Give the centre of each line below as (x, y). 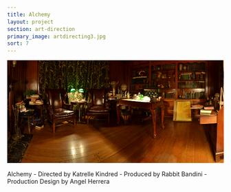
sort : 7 (18, 44)
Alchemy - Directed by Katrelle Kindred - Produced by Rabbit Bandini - (107, 174)
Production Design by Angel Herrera (58, 181)
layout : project (30, 22)
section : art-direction (41, 29)
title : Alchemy (29, 14)
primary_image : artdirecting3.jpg (57, 36)
